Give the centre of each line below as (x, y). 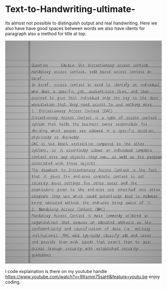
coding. (13, 282)
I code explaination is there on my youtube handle (56, 271)
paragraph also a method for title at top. (46, 33)
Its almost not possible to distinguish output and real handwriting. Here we (81, 23)
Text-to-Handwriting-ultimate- (70, 9)
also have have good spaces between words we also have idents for (75, 28)
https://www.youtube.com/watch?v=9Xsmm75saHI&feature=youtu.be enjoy (83, 277)
